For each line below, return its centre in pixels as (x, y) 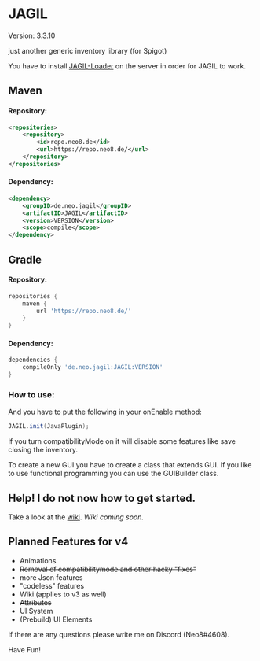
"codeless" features (52, 585)
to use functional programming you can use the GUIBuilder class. (114, 474)
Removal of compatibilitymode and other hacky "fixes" (108, 569)
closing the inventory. (43, 450)
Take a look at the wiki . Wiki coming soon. (76, 517)
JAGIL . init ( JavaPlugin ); (49, 427)
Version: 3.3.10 (32, 35)
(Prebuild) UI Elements (56, 619)
